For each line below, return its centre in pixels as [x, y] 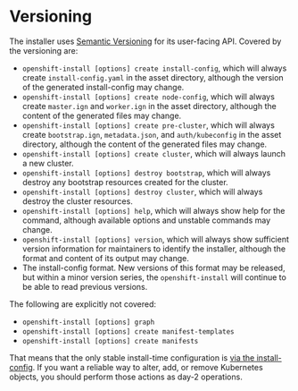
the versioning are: [44, 50]
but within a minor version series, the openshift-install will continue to [154, 277]
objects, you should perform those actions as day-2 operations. [126, 377]
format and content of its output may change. [106, 258]
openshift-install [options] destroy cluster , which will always [142, 191]
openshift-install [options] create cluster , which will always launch [153, 153]
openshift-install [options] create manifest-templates [128, 331]
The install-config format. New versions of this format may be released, [153, 268]
